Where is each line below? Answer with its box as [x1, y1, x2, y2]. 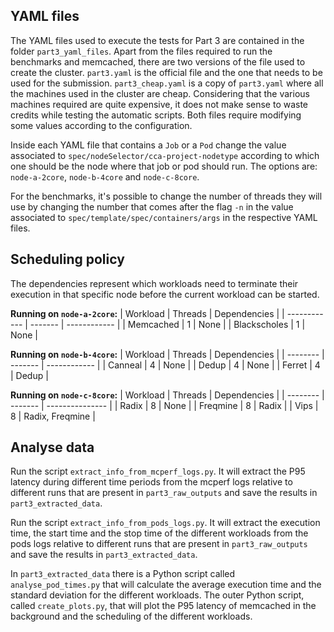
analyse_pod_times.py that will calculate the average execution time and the [10, 579, 322, 591]
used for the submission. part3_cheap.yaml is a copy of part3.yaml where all [10, 77, 324, 89]
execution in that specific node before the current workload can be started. [10, 288, 320, 300]
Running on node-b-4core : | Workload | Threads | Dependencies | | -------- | [10, 348, 325, 360]
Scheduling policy [10, 251, 125, 268]
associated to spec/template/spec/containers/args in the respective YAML [10, 211, 318, 223]
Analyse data [10, 439, 95, 456]
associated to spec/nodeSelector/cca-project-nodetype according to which [10, 149, 320, 161]
